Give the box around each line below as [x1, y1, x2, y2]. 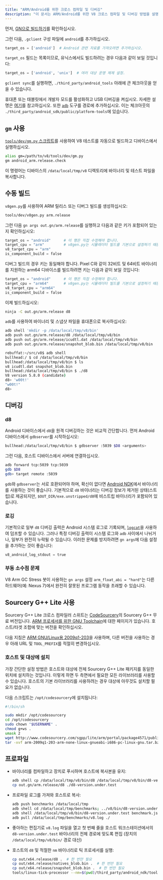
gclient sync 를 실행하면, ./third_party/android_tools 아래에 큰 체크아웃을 [5, 80, 152, 86]
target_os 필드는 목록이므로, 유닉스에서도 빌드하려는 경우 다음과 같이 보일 [5, 55, 145, 61]
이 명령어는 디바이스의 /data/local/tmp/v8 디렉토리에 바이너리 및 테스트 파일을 [5, 167, 156, 173]
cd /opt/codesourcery [5, 717, 49, 722]
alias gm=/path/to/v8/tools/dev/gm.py [5, 154, 83, 159]
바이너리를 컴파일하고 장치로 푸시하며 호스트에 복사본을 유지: [12, 768, 127, 774]
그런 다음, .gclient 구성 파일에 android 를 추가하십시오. [5, 36, 110, 42]
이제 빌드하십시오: [5, 299, 39, 305]
